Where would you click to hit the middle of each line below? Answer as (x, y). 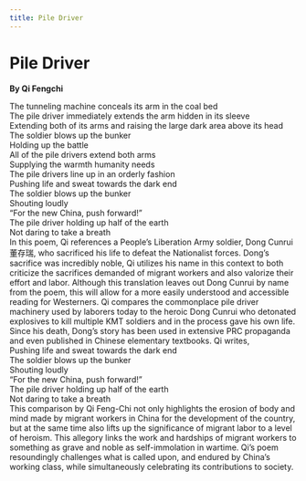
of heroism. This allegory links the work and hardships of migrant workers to (153, 437)
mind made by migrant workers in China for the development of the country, (153, 418)
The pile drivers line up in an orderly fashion (92, 173)
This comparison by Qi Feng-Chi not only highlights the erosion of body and (152, 408)
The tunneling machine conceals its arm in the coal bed (114, 106)
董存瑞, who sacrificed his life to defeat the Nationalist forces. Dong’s (139, 253)
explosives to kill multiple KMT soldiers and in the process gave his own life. (152, 321)
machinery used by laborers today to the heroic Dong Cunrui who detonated (153, 311)
